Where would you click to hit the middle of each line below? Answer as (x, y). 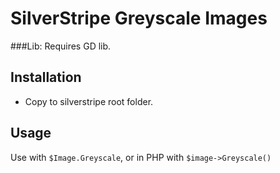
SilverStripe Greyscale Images (139, 18)
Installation (46, 77)
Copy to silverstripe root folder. (89, 101)
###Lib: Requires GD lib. (61, 46)
